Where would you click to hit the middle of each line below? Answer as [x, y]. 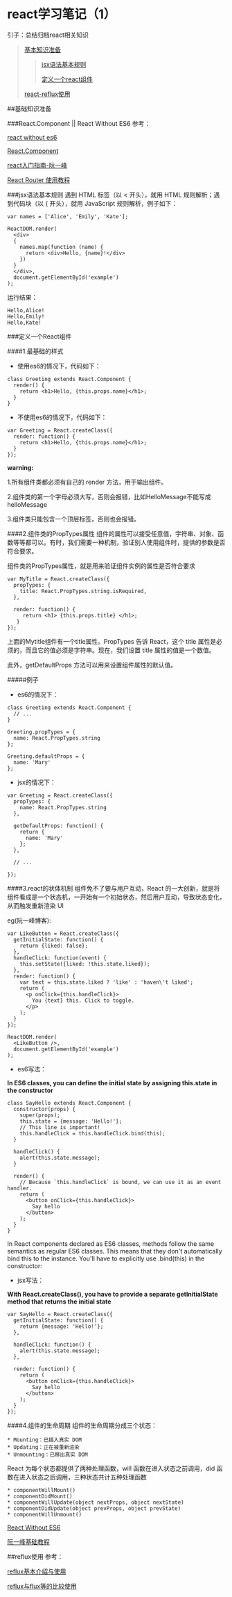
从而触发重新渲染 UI [36, 905]
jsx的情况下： [37, 782]
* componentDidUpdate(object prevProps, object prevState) [94, 1508]
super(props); [40, 1115]
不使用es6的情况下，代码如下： [62, 417]
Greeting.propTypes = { [42, 732]
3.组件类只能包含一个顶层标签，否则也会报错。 [74, 519]
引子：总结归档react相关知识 [48, 35]
